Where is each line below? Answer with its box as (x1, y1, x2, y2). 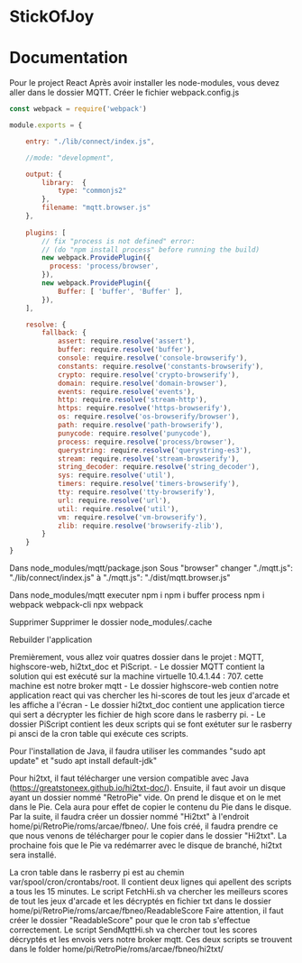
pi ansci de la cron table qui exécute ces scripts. (9, 729, 189, 738)
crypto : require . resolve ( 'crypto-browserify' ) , (57, 370, 241, 380)
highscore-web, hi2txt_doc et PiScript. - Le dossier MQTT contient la (9, 661, 266, 672)
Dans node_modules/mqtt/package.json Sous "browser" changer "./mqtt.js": (9, 563, 293, 573)
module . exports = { (9, 121, 83, 130)
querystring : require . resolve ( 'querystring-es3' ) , (57, 445, 252, 454)
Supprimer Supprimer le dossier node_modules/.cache (9, 617, 213, 628)
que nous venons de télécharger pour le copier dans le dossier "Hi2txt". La (9, 830, 287, 840)
